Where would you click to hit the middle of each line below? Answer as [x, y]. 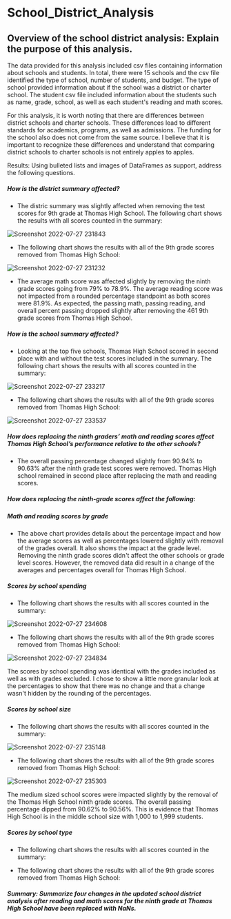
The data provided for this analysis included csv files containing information [115, 65]
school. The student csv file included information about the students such [112, 95]
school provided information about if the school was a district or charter [109, 87]
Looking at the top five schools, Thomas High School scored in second [118, 351]
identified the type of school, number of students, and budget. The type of [113, 80]
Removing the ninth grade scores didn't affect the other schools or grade [121, 556]
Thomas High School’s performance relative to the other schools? [104, 443]
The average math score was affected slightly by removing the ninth [114, 281]
